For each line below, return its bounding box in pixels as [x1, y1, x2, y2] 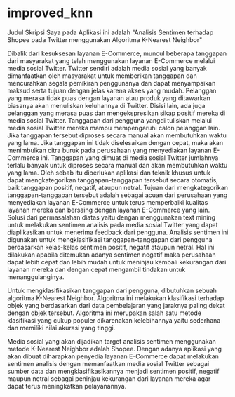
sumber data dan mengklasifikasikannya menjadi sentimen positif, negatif [7, 367, 220, 375]
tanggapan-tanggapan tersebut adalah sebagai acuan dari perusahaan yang [7, 191, 228, 199]
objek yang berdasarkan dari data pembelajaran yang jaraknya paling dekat [7, 301, 226, 309]
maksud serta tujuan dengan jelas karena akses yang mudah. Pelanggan [7, 86, 217, 95]
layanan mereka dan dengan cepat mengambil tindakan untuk [7, 265, 186, 274]
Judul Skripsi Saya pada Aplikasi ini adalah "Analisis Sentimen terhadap [7, 28, 214, 36]
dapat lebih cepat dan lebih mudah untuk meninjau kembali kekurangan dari [7, 257, 227, 266]
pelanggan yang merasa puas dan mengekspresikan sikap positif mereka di [7, 109, 226, 117]
